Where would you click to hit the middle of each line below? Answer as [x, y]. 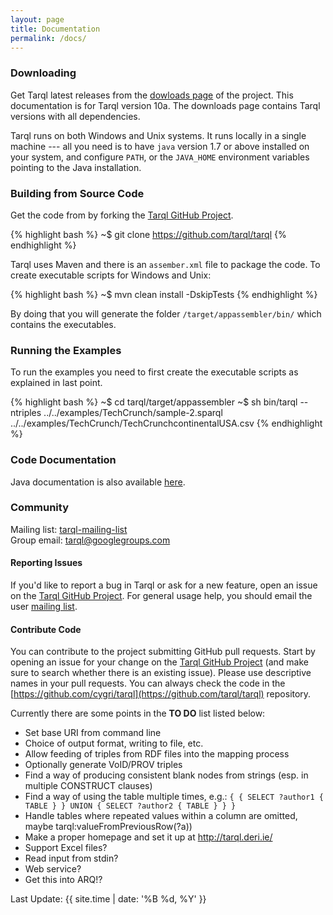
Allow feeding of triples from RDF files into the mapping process [157, 754]
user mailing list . [44, 607]
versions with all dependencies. [75, 116]
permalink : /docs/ [48, 38]
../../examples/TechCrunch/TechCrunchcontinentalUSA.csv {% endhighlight [166, 423]
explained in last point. [56, 383]
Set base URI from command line [93, 733]
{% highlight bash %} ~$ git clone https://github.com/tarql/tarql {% [148, 234]
